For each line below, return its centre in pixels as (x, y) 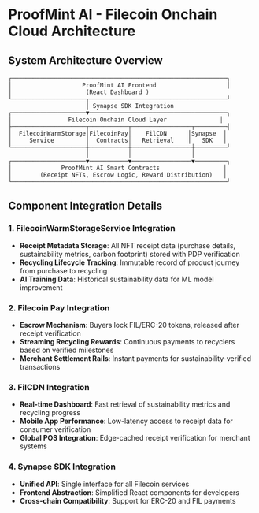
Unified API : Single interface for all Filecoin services (104, 484)
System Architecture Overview (85, 60)
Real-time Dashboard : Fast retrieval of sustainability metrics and (125, 404)
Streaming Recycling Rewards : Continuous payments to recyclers (127, 341)
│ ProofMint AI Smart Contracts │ (117, 168)
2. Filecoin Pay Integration (59, 307)
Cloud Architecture (72, 31)
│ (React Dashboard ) (79, 92)
